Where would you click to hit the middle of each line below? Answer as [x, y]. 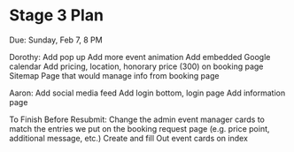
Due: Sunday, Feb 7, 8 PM [56, 40]
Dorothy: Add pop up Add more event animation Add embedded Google [140, 57]
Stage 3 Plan [57, 15]
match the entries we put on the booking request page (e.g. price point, [139, 128]
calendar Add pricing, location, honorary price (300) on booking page [136, 66]
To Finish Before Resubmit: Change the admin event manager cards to [137, 119]
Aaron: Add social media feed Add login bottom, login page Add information [147, 93]
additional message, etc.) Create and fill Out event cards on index [128, 138]
